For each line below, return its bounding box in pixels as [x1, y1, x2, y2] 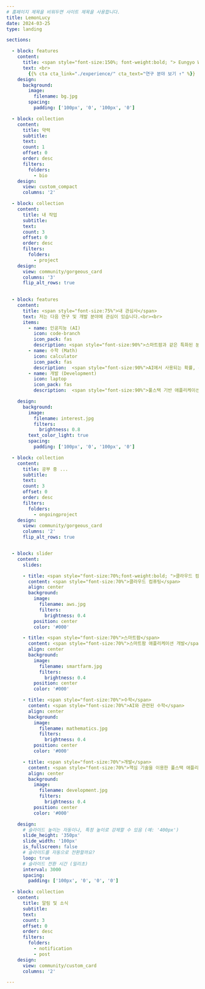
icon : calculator [33, 353, 78, 359]
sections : [6, 37, 32, 43]
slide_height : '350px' [22, 832, 81, 839]
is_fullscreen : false [22, 844, 78, 850]
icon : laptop [33, 376, 67, 382]
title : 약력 [22, 127, 51, 133]
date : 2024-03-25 [6, 20, 51, 26]
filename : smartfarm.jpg [38, 663, 103, 669]
